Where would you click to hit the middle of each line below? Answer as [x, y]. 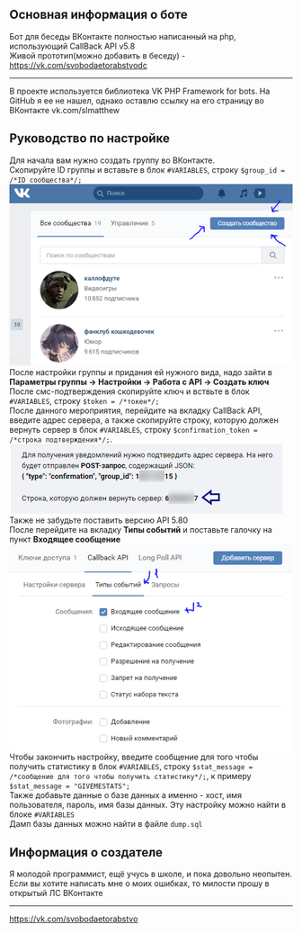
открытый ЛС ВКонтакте [56, 893]
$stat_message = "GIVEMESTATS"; [70, 786]
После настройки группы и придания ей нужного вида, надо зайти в [141, 372]
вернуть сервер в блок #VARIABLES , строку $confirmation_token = [133, 429]
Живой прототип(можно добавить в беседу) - [98, 55]
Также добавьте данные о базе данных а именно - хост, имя [126, 795]
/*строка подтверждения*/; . [61, 439]
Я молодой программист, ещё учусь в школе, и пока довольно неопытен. [151, 874]
